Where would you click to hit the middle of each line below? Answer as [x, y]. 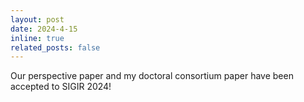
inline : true [37, 38]
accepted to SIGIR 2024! [61, 87]
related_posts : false [55, 47]
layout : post [37, 19]
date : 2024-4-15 [44, 29]
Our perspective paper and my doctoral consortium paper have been [152, 76]
